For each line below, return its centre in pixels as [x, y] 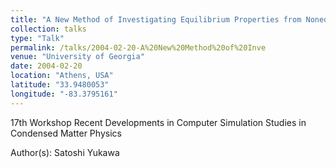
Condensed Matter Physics [66, 133]
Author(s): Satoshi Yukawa [65, 152]
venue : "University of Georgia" [77, 57]
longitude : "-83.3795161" [64, 94]
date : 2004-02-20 [46, 66]
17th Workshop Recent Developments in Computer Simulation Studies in [158, 122]
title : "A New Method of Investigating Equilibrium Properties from [156, 19]
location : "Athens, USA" [62, 76]
